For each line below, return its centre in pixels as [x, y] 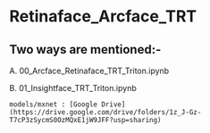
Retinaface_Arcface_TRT [103, 17]
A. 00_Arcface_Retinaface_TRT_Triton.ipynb [89, 71]
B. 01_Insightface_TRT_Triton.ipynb [73, 88]
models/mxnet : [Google [54, 104]
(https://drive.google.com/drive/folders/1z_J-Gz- [105, 112]
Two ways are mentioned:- [85, 50]
